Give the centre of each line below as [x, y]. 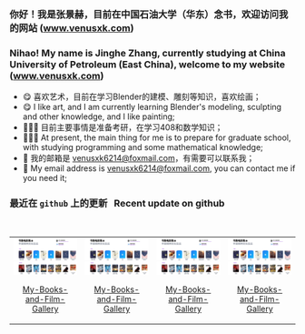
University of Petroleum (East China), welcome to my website [148, 64]
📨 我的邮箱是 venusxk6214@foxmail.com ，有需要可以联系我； [138, 158]
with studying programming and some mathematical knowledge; [143, 147]
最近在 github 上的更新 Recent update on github [117, 204]
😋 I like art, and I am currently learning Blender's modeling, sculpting [152, 107]
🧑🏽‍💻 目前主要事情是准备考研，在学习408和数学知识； [123, 127]
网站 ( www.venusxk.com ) [76, 27]
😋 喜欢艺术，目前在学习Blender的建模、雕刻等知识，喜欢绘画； [142, 96]
